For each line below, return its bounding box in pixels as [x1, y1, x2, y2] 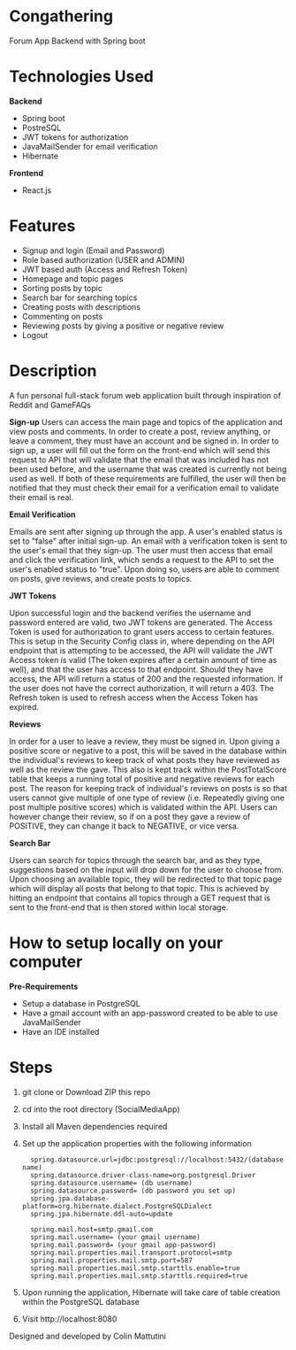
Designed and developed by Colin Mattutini [9, 1331, 166, 1341]
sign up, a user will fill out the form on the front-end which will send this [9, 444, 271, 455]
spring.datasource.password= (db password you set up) [30, 1186, 237, 1195]
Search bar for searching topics [21, 292, 138, 303]
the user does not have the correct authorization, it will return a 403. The [9, 683, 274, 693]
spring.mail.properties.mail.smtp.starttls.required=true [30, 1271, 248, 1280]
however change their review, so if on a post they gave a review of [9, 811, 251, 822]
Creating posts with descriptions [21, 301, 141, 312]
